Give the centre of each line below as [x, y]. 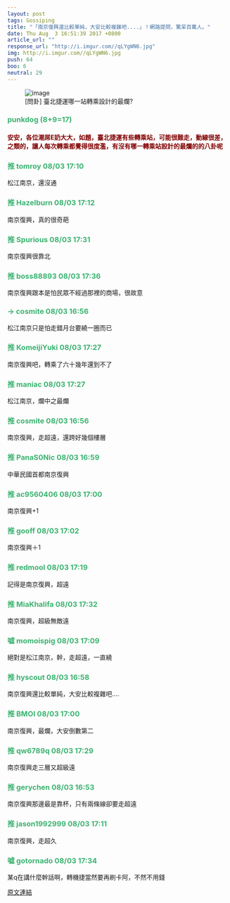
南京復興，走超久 [32, 840]
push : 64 [20, 60]
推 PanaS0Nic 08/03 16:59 [53, 457]
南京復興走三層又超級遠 [41, 767]
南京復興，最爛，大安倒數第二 [50, 731]
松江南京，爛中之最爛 [38, 401]
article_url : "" [31, 40]
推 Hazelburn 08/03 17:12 [51, 203]
